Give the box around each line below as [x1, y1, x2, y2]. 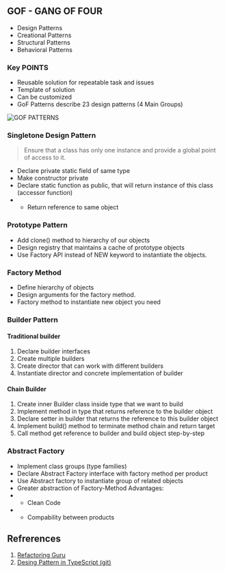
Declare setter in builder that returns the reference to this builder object [16, 414, 219, 423]
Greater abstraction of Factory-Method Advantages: [16, 484, 164, 492]
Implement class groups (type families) [16, 462, 127, 470]
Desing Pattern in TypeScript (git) [16, 559, 111, 567]
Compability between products [27, 513, 115, 521]
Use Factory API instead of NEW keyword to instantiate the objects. [16, 250, 207, 259]
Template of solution [16, 86, 75, 94]
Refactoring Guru [16, 551, 66, 559]
